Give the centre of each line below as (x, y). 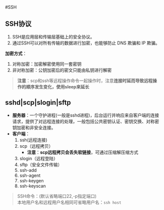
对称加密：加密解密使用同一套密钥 (47, 64)
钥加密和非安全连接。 (34, 127)
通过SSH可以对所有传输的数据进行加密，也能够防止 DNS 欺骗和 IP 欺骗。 (86, 43)
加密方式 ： (16, 53)
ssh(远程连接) (33, 140)
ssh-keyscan (33, 186)
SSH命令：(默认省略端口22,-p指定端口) (57, 196)
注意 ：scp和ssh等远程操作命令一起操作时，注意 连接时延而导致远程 (85, 81)
